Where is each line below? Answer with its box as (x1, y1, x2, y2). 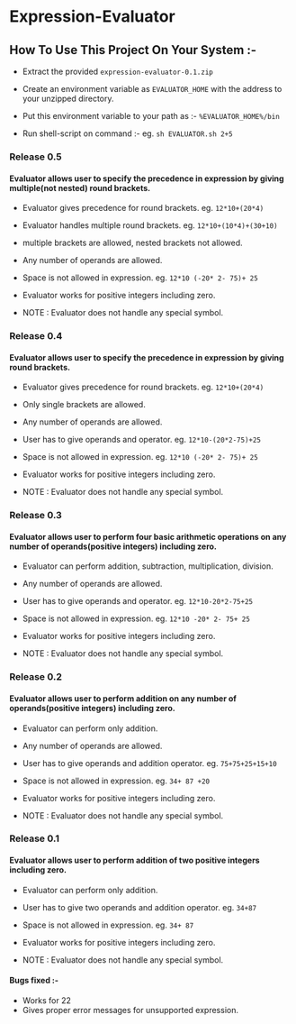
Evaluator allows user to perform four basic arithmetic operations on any (9, 531, 287, 542)
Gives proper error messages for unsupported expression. (22, 1004, 238, 1015)
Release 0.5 (9, 151, 62, 163)
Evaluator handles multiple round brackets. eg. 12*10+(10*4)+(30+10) (22, 220, 278, 231)
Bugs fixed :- (9, 975, 59, 986)
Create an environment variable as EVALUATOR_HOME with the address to (22, 84, 283, 94)
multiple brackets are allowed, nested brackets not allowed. (22, 237, 243, 249)
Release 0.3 (9, 509, 63, 522)
